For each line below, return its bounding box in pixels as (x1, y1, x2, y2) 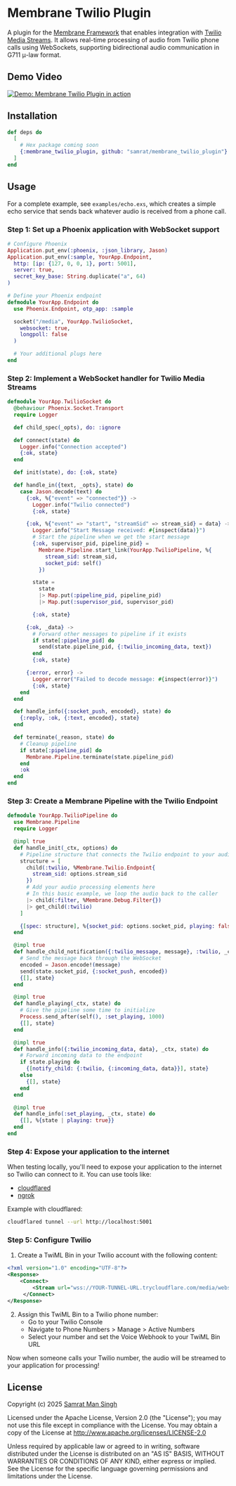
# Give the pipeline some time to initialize (20, 1007, 156, 1014)
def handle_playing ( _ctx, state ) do (13, 1000, 121, 1007)
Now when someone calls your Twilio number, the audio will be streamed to (7, 1353, 226, 1362)
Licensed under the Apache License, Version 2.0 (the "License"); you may (7, 1414, 222, 1422)
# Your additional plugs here (13, 350, 102, 358)
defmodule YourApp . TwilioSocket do (7, 399, 112, 406)
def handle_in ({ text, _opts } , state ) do (13, 482, 133, 489)
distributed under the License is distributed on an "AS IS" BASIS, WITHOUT (7, 1449, 225, 1458)
